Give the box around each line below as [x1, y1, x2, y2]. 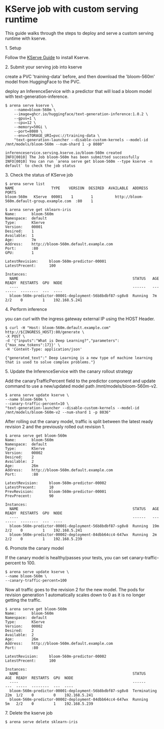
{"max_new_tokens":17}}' [5, 342, 56, 347]
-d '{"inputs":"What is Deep [5, 338, 65, 343]
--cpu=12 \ [14, 120, 36, 125]
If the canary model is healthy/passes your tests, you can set [5, 554, 129, 560]
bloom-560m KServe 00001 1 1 [5, 194, 93, 199]
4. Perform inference [5, 306, 48, 312]
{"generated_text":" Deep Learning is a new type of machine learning [5, 355, 153, 360]
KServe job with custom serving [5, 3, 138, 15]
